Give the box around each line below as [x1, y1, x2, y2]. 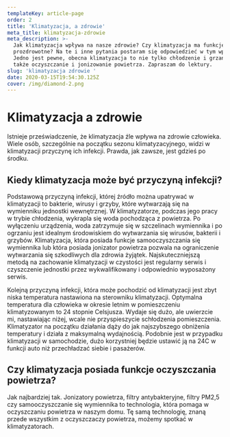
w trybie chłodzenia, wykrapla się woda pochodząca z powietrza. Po [7, 214, 201, 222]
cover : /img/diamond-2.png [7, 80, 84, 87]
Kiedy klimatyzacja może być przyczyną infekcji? [7, 174, 222, 186]
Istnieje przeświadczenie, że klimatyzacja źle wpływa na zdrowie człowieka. [7, 132, 222, 141]
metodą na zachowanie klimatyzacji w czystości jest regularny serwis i [7, 258, 207, 266]
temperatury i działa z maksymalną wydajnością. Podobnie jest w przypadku [7, 330, 223, 338]
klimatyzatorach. [7, 422, 55, 430]
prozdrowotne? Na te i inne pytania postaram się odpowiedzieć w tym [13, 49, 216, 56]
